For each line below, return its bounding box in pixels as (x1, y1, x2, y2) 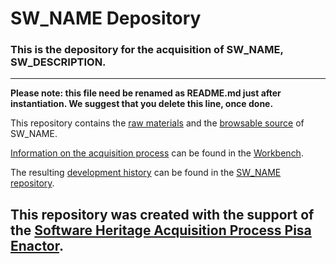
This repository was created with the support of (10, 206, 315, 223)
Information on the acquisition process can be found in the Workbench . (10, 147, 304, 159)
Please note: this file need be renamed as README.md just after (10, 87, 282, 99)
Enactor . (10, 237, 64, 254)
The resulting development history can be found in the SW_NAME (10, 167, 282, 179)
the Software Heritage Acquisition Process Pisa (10, 222, 312, 239)
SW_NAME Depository (10, 7, 202, 30)
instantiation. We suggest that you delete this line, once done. (10, 98, 274, 110)
